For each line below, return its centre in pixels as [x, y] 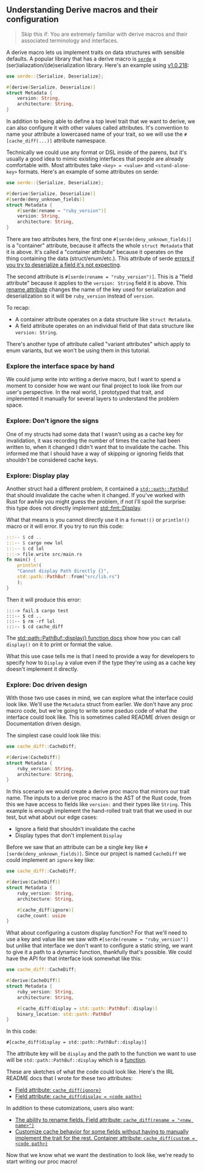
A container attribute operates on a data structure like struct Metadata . [103, 319]
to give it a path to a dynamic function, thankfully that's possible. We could [99, 952]
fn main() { [21, 560]
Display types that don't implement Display [69, 835]
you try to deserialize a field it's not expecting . [64, 265]
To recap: [18, 308]
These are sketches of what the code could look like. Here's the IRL [90, 1072]
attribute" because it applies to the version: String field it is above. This [97, 283]
